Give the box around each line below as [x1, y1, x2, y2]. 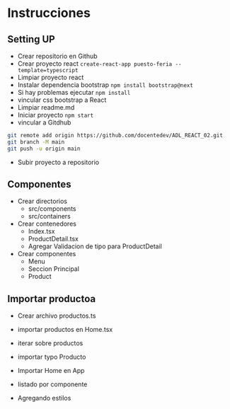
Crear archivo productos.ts [17, 311, 96, 320]
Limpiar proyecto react [17, 73, 84, 81]
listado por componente [17, 380, 88, 388]
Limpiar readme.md [17, 103, 75, 111]
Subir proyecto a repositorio [17, 158, 100, 166]
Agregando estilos [17, 394, 71, 403]
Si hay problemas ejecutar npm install [17, 88, 131, 96]
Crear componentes [17, 250, 76, 258]
